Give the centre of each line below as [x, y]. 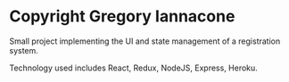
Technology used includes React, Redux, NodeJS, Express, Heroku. [134, 68]
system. [24, 50]
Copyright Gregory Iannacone [122, 16]
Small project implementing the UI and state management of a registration [145, 41]
